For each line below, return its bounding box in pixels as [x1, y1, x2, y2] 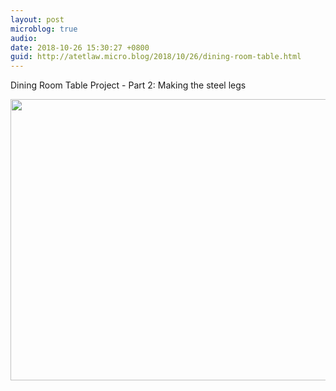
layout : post [10, 14, 65, 25]
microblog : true [10, 24, 78, 34]
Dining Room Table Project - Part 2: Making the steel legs [10, 79, 247, 91]
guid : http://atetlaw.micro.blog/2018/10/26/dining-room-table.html [10, 52, 302, 62]
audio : [10, 33, 38, 43]
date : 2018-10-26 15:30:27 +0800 [10, 42, 150, 53]
